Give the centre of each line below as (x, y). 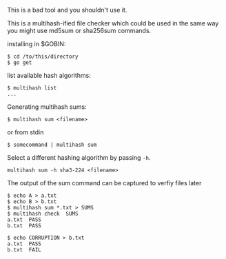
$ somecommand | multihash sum (52, 145)
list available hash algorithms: (49, 75)
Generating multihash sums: (47, 107)
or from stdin (25, 132)
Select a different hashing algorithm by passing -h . (79, 157)
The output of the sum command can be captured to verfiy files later (104, 183)
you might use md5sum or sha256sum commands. (79, 31)
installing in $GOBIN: (37, 44)
